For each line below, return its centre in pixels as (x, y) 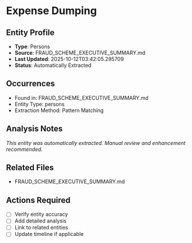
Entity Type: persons (40, 104)
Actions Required (38, 200)
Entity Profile (30, 33)
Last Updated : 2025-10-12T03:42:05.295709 (69, 59)
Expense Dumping (52, 11)
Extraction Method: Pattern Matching (59, 110)
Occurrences (30, 84)
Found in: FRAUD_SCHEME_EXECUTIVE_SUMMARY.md (81, 97)
